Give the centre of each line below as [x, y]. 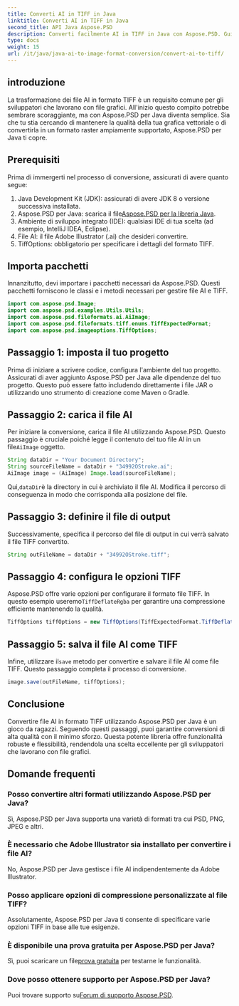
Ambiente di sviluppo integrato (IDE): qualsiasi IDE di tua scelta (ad [115, 221]
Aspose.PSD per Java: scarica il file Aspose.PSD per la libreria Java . [117, 214]
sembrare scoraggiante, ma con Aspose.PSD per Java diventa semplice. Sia [119, 115]
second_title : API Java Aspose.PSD [60, 27]
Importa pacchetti [48, 266]
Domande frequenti [52, 774]
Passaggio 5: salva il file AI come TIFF [92, 644]
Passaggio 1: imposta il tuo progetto [88, 353]
